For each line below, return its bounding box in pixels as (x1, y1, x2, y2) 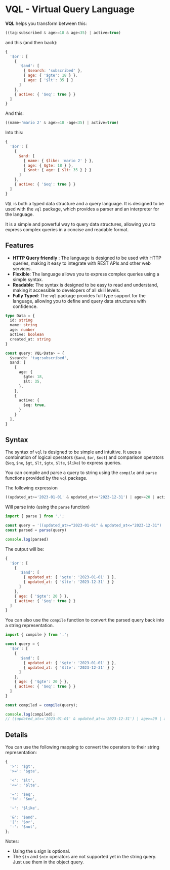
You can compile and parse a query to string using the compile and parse (5, 470, 157, 476)
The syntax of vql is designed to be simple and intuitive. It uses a (5, 449, 141, 455)
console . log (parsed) (5, 537, 49, 542)
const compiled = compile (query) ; (5, 702, 78, 707)
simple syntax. (12, 276, 43, 283)
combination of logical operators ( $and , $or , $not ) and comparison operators (5, 454, 164, 460)
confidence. (12, 303, 38, 309)
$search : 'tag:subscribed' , (10, 355, 69, 360)
